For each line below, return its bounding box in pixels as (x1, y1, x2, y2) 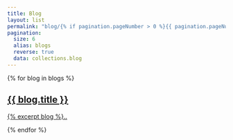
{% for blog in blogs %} (7, 74, 75, 82)
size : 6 (13, 36, 36, 43)
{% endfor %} (7, 126, 47, 134)
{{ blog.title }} (7, 94, 69, 106)
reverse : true (13, 49, 54, 56)
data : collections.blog (13, 55, 82, 62)
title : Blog (7, 10, 42, 17)
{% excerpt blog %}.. (7, 112, 68, 121)
